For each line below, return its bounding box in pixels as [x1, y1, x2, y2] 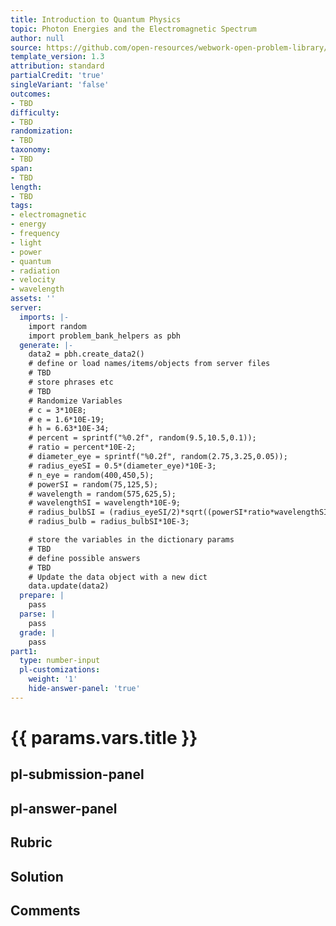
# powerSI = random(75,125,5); [28, 479, 159, 490]
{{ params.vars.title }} [10, 726, 198, 749]
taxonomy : [10, 145, 52, 155]
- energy [10, 219, 47, 230]
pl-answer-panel [10, 800, 118, 817]
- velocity [10, 275, 56, 285]
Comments [10, 902, 81, 919]
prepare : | [19, 591, 65, 601]
